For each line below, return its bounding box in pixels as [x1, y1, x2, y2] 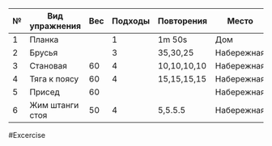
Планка [29, 34, 59, 45]
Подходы [112, 15, 151, 27]
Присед [29, 86, 61, 98]
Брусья [29, 48, 58, 58]
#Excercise [8, 131, 46, 140]
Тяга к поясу [29, 73, 79, 84]
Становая [29, 60, 67, 71]
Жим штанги [29, 100, 79, 111]
